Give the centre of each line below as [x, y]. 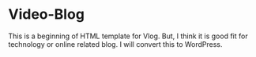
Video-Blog [47, 14]
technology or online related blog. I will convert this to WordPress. [115, 44]
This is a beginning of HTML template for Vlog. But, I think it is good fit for [128, 36]
